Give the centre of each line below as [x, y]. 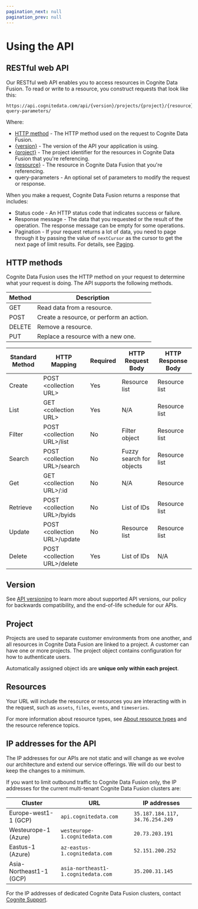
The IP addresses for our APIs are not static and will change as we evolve [95, 758]
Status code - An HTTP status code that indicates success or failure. [98, 213]
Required [103, 361]
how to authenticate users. [39, 657]
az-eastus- [76, 848]
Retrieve [21, 508]
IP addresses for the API [51, 744]
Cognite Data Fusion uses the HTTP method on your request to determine [95, 277]
